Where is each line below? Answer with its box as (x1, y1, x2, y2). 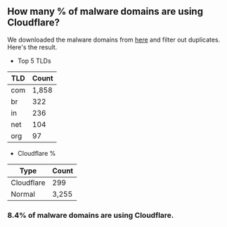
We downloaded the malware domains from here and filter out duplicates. (7, 35, 221, 44)
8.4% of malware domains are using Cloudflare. (7, 210, 174, 220)
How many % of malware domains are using (7, 6, 204, 18)
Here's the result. (7, 42, 58, 51)
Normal (11, 189, 35, 199)
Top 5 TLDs (17, 56, 51, 65)
